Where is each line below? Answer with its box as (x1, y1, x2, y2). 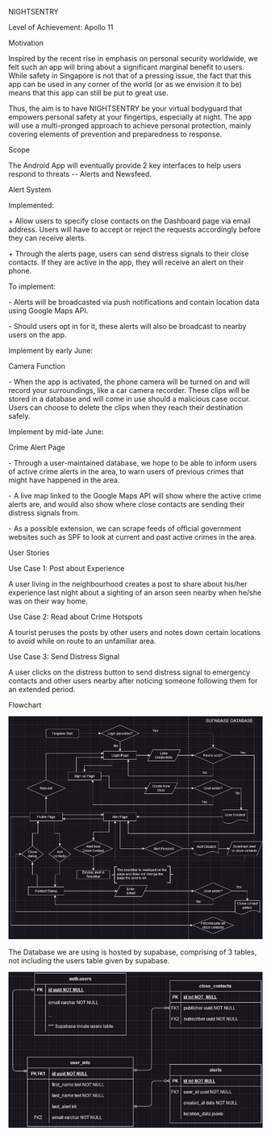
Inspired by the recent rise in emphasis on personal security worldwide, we (8, 54, 258, 63)
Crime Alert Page (8, 443, 66, 452)
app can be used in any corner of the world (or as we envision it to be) (8, 80, 242, 89)
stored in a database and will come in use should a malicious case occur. (8, 395, 251, 403)
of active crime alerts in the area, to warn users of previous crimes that (8, 467, 244, 476)
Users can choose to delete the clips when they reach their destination (8, 403, 244, 412)
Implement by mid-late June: (8, 427, 104, 436)
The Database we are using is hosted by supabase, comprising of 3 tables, (8, 947, 257, 957)
